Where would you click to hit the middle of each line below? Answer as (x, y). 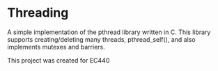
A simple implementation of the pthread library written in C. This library (109, 32)
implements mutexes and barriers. (56, 47)
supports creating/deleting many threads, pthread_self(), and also (102, 39)
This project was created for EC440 (59, 60)
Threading (38, 13)
